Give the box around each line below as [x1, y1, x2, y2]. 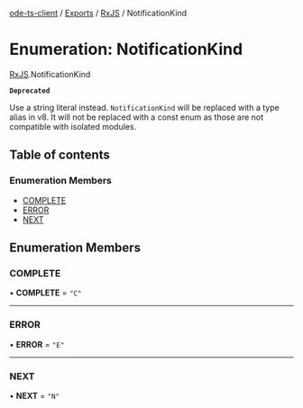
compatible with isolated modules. [9, 121, 137, 131]
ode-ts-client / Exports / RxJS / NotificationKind [9, 8, 188, 18]
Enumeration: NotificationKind [9, 40, 243, 59]
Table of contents [9, 148, 110, 163]
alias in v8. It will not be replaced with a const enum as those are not [9, 112, 264, 122]
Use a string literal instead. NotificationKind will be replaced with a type [9, 102, 280, 113]
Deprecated [9, 86, 50, 95]
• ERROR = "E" [9, 339, 65, 349]
